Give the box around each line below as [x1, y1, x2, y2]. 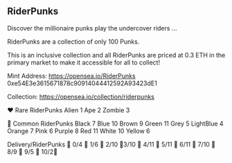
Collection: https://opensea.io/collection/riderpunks [7, 92, 154, 101]
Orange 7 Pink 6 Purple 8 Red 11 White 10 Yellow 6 [7, 126, 150, 135]
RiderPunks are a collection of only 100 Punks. [7, 37, 140, 46]
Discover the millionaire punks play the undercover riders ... [7, 24, 177, 32]
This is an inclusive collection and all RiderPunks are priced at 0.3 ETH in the [7, 51, 226, 59]
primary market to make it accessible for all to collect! [7, 58, 161, 67]
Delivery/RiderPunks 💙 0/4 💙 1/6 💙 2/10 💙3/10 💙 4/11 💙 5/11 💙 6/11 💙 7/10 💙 [7, 140, 216, 148]
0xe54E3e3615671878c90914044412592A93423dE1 [7, 79, 157, 87]
